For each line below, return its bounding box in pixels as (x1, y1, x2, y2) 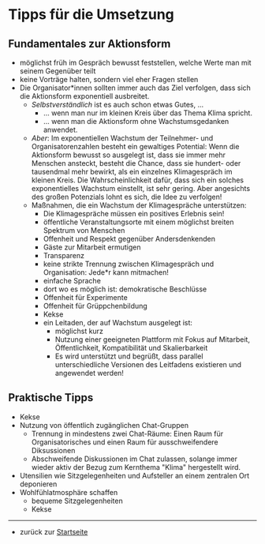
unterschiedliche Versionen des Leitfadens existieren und (54, 360, 242, 369)
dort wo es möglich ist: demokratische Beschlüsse (43, 284, 207, 294)
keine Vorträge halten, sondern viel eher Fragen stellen (19, 75, 199, 84)
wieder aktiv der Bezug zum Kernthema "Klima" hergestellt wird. (31, 462, 241, 471)
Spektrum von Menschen (43, 226, 125, 234)
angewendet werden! (54, 369, 125, 377)
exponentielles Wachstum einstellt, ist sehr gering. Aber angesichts (31, 184, 251, 193)
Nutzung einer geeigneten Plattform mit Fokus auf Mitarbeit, (54, 335, 251, 344)
